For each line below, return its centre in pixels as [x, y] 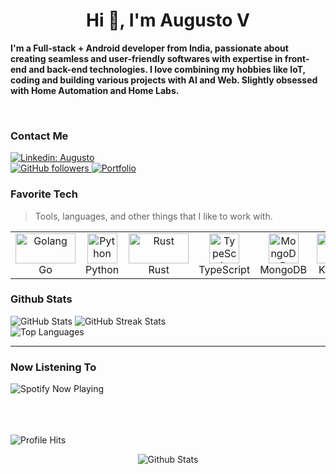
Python [102, 269]
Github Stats [41, 299]
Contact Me [39, 136]
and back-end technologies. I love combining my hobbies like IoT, [167, 69]
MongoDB [283, 269]
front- [297, 58]
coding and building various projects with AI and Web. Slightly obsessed [164, 80]
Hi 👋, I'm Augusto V [168, 20]
